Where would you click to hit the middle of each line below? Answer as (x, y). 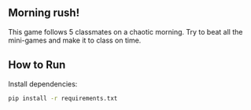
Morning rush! (44, 13)
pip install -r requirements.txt (63, 98)
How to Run (37, 65)
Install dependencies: (43, 84)
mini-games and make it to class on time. (75, 40)
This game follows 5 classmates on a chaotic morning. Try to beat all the (125, 31)
